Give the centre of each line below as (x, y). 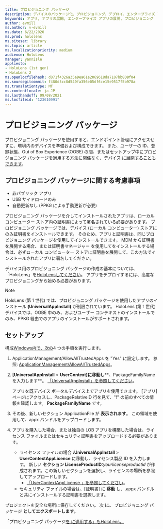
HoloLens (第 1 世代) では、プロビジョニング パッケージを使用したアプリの (79, 300)
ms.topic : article (24, 46)
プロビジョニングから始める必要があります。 (49, 281)
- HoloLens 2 (18, 73)
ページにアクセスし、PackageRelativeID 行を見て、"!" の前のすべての (81, 397)
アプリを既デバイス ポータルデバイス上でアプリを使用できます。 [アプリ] (85, 391)
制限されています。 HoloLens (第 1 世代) (116, 306)
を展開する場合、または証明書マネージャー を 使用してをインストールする (78, 246)
